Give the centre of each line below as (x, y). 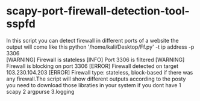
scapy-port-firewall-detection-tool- (98, 11)
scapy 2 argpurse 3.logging (40, 91)
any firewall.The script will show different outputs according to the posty (96, 79)
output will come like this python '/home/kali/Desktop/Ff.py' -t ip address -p (100, 47)
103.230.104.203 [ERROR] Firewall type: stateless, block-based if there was (100, 72)
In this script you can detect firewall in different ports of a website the (92, 40)
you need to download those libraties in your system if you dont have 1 (94, 85)
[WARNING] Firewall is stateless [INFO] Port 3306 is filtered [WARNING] (95, 60)
